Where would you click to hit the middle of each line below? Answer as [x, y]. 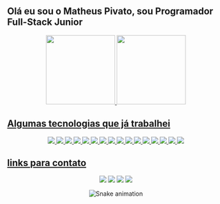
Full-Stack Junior [45, 22]
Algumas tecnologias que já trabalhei [89, 124]
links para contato [47, 163]
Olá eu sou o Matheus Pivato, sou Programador [110, 11]
